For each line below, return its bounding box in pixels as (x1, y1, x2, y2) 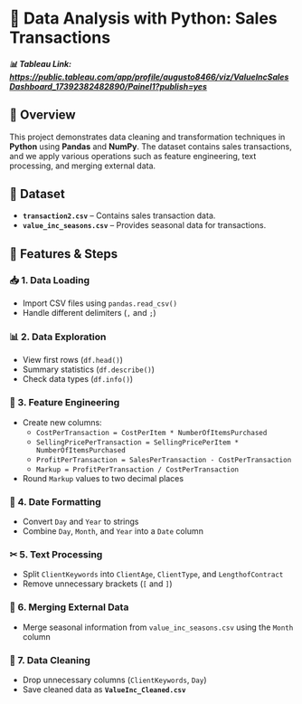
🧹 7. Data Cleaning (9, 653, 90, 666)
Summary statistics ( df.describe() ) (22, 364, 156, 375)
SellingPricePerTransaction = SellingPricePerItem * (35, 438, 240, 447)
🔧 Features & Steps (9, 246, 118, 262)
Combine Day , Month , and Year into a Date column (22, 525, 203, 537)
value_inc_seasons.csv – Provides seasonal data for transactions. (22, 220, 267, 231)
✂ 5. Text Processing (9, 547, 103, 560)
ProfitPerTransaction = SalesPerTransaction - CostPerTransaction (35, 455, 292, 464)
